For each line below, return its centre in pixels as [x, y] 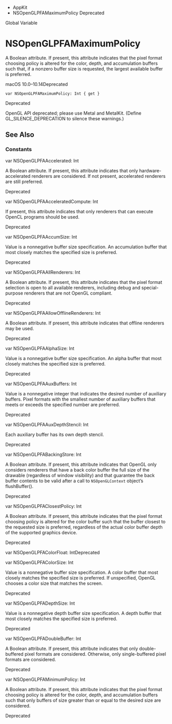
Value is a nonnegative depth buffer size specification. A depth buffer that [83, 613]
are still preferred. [24, 182]
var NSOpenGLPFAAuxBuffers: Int [41, 384]
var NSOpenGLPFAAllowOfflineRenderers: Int [53, 313]
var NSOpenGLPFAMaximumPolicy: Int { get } [53, 94]
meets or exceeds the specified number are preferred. [63, 404]
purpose [14, 293]
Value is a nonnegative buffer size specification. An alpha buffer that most [83, 358]
